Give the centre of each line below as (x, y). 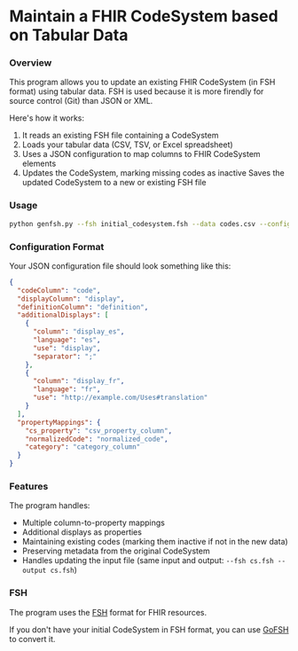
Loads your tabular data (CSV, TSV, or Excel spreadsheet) (127, 145)
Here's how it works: (47, 118)
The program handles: (50, 506)
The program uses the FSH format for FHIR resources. (108, 612)
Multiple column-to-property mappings (94, 523)
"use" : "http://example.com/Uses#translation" (120, 398)
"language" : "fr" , (67, 389)
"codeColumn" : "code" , (59, 290)
